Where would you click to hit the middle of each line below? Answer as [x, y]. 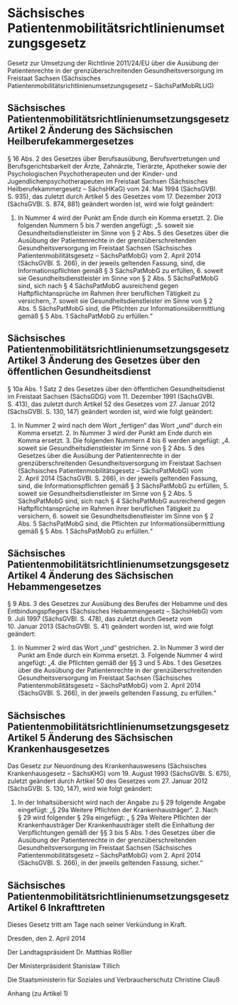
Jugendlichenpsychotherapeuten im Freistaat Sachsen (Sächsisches [108, 181]
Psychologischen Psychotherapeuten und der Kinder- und [92, 174]
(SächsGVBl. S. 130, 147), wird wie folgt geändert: [80, 789]
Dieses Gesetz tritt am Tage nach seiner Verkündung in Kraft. [97, 925]
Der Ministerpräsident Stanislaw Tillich [64, 966]
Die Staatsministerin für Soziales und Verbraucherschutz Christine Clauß [114, 980]
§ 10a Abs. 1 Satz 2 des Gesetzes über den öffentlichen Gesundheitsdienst [116, 388]
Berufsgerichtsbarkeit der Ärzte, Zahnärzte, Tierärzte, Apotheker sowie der [117, 166]
